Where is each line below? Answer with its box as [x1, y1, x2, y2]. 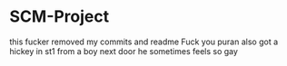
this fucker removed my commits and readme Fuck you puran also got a [9, 36, 279, 47]
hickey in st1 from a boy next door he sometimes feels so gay [9, 45, 239, 56]
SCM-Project [9, 6, 110, 27]
